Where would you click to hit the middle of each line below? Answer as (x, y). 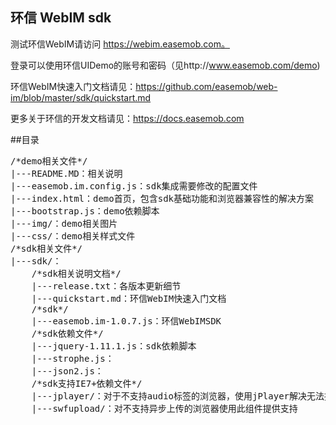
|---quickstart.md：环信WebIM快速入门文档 (129, 298)
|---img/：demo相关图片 (64, 223)
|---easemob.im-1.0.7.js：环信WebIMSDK (126, 321)
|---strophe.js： (73, 358)
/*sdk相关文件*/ (46, 248)
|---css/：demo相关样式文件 (73, 236)
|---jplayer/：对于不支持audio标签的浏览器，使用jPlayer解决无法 (178, 396)
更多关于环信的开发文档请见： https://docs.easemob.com (127, 118)
